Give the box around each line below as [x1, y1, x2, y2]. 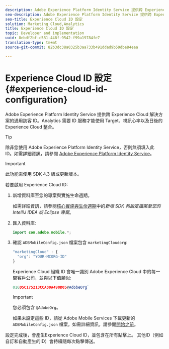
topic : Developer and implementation [5, 31, 84, 36]
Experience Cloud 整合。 [5, 124, 57, 130]
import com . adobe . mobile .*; [12, 229, 71, 235]
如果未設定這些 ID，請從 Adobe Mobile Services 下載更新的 [12, 315, 135, 321]
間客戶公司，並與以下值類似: [12, 275, 71, 281]
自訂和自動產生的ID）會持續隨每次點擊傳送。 [5, 338, 98, 344]
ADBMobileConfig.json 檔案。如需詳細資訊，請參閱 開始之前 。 [12, 321, 138, 327]
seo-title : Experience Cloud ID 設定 [5, 17, 83, 22]
